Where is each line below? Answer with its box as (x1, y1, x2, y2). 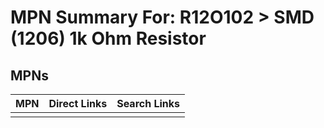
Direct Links (48, 97, 108, 110)
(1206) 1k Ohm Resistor (10, 27, 207, 50)
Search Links (116, 97, 181, 110)
